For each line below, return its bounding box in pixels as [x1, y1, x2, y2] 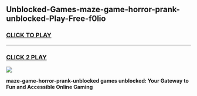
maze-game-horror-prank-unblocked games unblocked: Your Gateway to [6, 77, 189, 84]
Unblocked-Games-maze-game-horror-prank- [6, 5, 181, 15]
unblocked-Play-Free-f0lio [6, 14, 106, 24]
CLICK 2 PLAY [6, 53, 47, 61]
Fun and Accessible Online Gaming [6, 83, 93, 90]
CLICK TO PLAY [6, 31, 52, 40]
